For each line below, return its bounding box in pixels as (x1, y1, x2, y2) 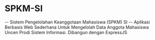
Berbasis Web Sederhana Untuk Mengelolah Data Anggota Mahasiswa (4, 24, 149, 30)
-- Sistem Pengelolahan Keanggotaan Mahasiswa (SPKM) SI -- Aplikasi (4, 19, 150, 25)
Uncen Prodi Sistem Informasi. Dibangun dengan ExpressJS (4, 29, 128, 35)
